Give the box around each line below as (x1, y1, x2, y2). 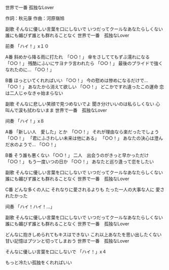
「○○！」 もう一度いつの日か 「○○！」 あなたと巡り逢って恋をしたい (5, 159, 154, 164)
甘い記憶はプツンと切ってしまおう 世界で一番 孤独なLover (5, 238, 129, 244)
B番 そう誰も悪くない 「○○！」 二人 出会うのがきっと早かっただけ (5, 152, 149, 158)
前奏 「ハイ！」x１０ (5, 43, 49, 49)
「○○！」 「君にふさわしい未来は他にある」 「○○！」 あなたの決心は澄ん (5, 135, 163, 141)
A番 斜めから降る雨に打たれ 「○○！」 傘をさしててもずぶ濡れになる (5, 54, 150, 60)
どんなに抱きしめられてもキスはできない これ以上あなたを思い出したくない (5, 231, 162, 238)
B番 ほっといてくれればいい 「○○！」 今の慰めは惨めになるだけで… (5, 78, 148, 83)
